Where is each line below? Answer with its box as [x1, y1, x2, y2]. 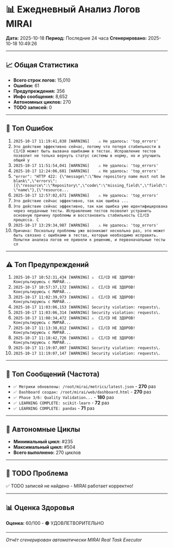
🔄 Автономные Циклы [6, 425, 81, 433]
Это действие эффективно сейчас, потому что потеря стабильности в [13, 144, 161, 149]
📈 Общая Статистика [6, 61, 79, 69]
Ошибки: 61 [13, 82, 40, 88]
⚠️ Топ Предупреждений [6, 260, 89, 269]
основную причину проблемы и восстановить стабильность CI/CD [13, 213, 149, 218]
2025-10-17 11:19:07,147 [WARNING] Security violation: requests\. [13, 351, 161, 356]
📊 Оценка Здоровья [6, 503, 75, 512]
